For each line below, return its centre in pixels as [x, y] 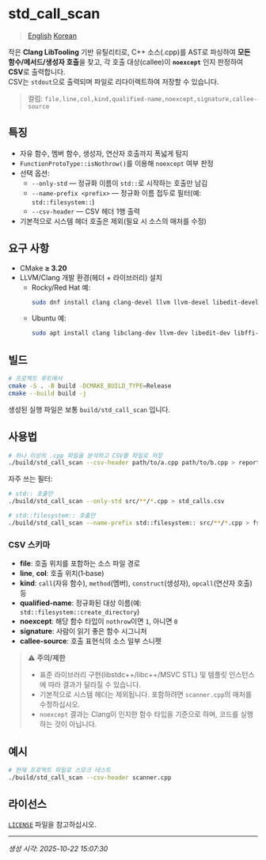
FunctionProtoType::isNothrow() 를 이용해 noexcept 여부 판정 [116, 163]
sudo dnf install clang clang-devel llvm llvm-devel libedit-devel [145, 302]
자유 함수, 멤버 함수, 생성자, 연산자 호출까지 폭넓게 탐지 [104, 153]
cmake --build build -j [47, 393]
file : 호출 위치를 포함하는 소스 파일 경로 [80, 563]
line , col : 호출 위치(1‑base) [62, 574]
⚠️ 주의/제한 [46, 658]
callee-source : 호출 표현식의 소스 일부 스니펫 [91, 641]
